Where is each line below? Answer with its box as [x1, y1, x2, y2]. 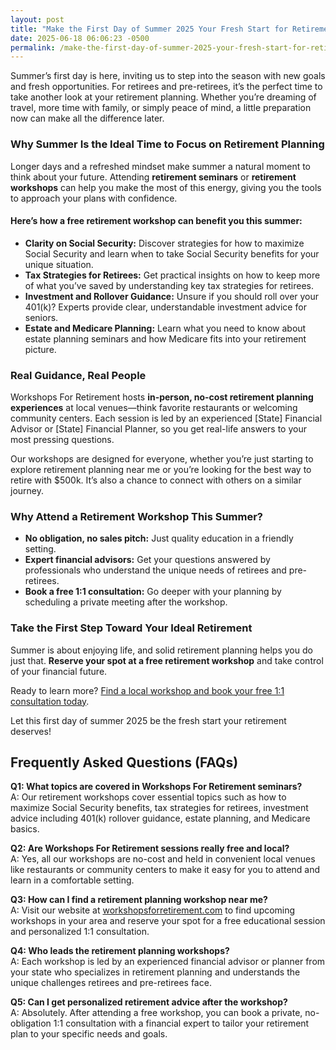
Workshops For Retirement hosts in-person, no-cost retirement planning [10, 391, 314, 403]
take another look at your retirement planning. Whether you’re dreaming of [10, 91, 317, 103]
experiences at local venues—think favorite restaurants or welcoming [10, 402, 298, 414]
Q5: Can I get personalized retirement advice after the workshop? [10, 996, 288, 1008]
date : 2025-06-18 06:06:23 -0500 [10, 33, 150, 43]
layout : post [10, 14, 65, 25]
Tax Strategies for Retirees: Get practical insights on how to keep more [24, 269, 321, 281]
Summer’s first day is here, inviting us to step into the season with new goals [10, 70, 326, 82]
